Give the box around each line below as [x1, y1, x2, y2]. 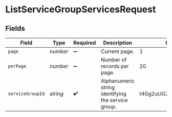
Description [103, 40, 133, 46]
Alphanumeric [100, 77, 135, 84]
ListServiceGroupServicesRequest [5, 4, 156, 15]
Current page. [100, 48, 135, 55]
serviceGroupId [8, 91, 45, 96]
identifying [100, 90, 127, 97]
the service [100, 96, 128, 104]
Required [73, 40, 96, 46]
